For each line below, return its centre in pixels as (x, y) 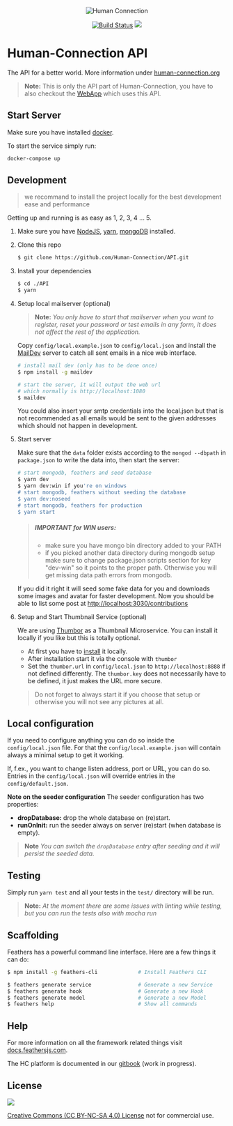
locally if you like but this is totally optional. (79, 637)
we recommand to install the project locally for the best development (123, 197)
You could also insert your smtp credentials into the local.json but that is (120, 411)
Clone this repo (39, 245)
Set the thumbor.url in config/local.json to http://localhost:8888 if (127, 666)
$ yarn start (36, 512)
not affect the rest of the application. (87, 332)
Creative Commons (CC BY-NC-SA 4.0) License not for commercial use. (111, 1115)
